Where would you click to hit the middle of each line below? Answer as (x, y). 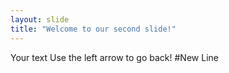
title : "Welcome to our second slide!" (93, 29)
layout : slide (40, 19)
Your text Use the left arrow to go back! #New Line (114, 57)
